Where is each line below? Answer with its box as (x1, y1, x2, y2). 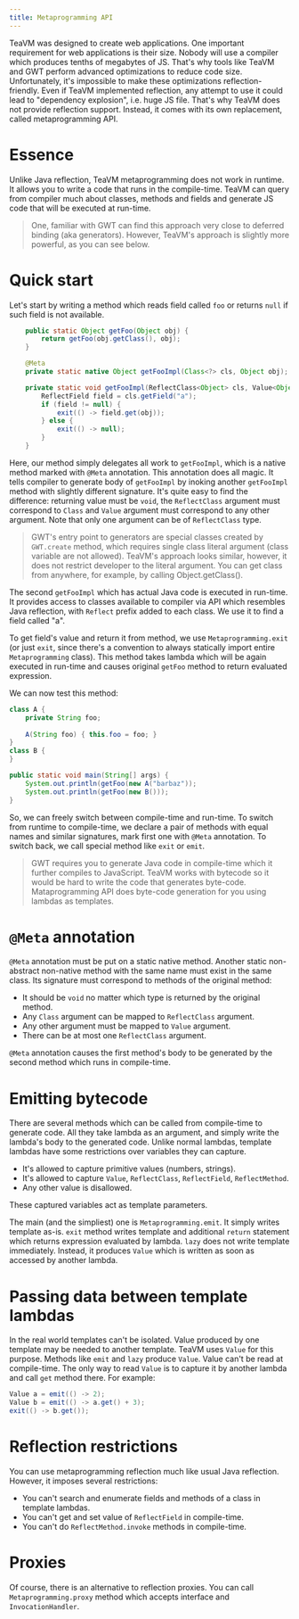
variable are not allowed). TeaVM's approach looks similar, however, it (30, 550, 287, 561)
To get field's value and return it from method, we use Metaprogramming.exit (9, 632, 288, 643)
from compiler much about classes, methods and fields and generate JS (9, 193, 274, 203)
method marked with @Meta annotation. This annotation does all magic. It (9, 467, 274, 477)
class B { (9, 747, 46, 756)
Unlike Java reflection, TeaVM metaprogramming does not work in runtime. (9, 174, 285, 185)
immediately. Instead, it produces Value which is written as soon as (9, 1245, 255, 1256)
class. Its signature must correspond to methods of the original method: (9, 975, 272, 986)
